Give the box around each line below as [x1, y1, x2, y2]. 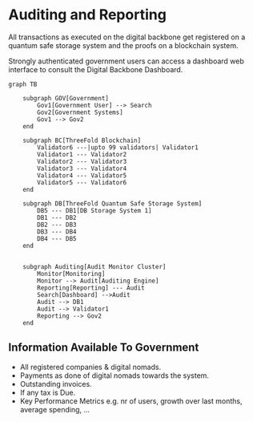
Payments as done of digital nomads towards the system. [19, 371, 210, 380]
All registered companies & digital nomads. [19, 362, 162, 371]
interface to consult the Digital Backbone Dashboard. [8, 64, 183, 74]
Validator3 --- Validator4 [37, 164, 127, 172]
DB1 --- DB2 [37, 213, 78, 221]
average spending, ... [19, 404, 90, 414]
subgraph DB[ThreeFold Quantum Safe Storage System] [22, 199, 203, 208]
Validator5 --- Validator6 [37, 178, 127, 186]
